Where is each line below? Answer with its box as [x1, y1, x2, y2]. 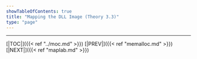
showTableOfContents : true [6, 8, 72, 14]
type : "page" [6, 19, 38, 25]
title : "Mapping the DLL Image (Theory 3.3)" [6, 14, 119, 20]
